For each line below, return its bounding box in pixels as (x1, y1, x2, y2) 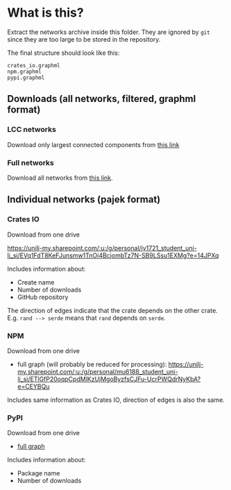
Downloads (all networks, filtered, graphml (7, 93, 196, 105)
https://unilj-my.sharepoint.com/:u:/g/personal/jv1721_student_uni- (7, 244, 198, 252)
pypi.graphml (7, 74, 45, 81)
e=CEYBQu (17, 382, 50, 390)
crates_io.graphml (7, 62, 60, 69)
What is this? (7, 5, 85, 21)
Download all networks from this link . (7, 174, 113, 182)
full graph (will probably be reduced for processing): (17, 360, 167, 369)
